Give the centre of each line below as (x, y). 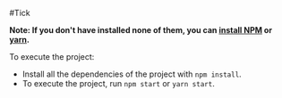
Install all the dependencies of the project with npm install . (132, 74)
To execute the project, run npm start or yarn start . (118, 83)
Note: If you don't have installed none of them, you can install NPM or (141, 30)
